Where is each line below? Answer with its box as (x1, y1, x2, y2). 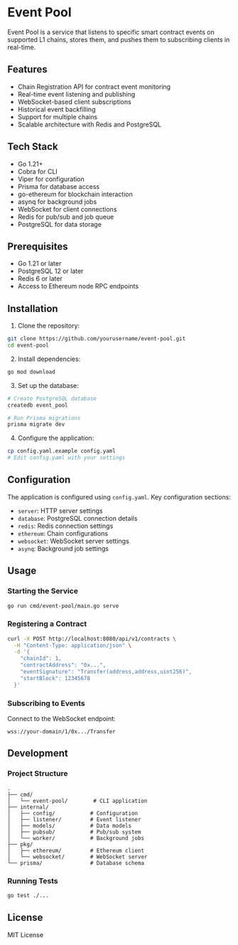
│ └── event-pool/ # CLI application (7, 797, 148, 804)
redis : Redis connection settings (17, 522, 114, 530)
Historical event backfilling (17, 104, 96, 114)
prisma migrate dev (7, 421, 65, 428)
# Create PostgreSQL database (7, 395, 97, 402)
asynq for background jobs (17, 197, 97, 206)
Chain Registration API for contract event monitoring (17, 82, 171, 91)
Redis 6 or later (17, 274, 63, 283)
